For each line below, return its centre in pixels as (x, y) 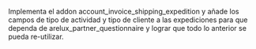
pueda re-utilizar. (36, 36)
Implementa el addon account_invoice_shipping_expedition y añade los (124, 11)
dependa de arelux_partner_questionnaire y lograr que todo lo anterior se (128, 28)
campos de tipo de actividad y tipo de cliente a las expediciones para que (128, 20)
